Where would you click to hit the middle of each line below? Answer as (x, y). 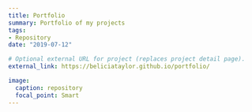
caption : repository (49, 88)
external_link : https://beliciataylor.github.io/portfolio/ (109, 67)
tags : (17, 30)
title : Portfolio (37, 15)
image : (19, 80)
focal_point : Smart (47, 95)
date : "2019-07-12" (40, 45)
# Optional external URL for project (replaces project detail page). (127, 59)
